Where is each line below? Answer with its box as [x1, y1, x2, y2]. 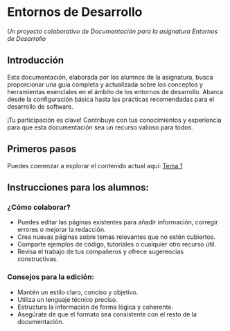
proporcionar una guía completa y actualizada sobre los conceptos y [7, 80, 203, 89]
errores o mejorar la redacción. [17, 226, 106, 234]
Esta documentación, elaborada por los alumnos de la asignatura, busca [7, 73, 213, 81]
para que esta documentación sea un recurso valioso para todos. [7, 123, 193, 132]
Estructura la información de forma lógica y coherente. [17, 303, 174, 311]
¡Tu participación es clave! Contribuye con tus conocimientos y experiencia [7, 116, 222, 124]
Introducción [7, 55, 64, 66]
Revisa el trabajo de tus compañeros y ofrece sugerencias [17, 247, 184, 256]
